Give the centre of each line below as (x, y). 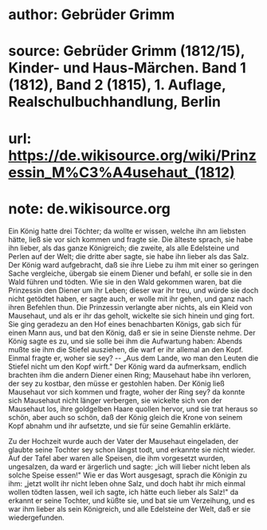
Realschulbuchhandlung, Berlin (115, 102)
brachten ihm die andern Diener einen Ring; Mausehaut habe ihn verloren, (130, 375)
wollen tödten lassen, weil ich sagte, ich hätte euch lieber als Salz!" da (124, 492)
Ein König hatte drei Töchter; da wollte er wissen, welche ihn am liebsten (127, 231)
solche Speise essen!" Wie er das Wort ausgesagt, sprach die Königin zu (128, 475)
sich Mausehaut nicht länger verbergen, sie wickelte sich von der (115, 400)
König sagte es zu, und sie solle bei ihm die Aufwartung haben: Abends (126, 341)
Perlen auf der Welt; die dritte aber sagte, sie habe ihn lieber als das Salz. (129, 256)
